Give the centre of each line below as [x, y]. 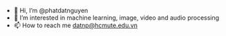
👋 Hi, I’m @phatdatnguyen [51, 11]
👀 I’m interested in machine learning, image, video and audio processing [116, 18]
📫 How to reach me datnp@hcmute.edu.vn [76, 25]
